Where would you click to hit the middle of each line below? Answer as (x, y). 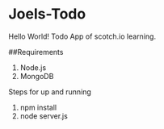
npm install (38, 107)
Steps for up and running (50, 92)
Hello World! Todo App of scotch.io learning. (82, 36)
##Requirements (36, 52)
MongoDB (37, 76)
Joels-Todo (47, 14)
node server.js (44, 116)
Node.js (33, 67)
